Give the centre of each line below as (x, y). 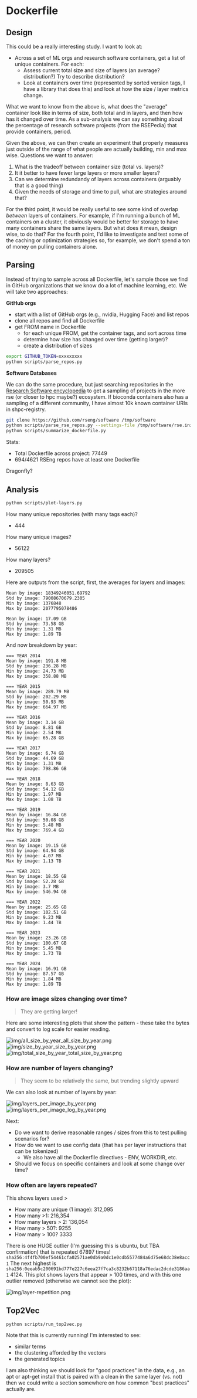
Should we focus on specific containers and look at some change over (100, 1164)
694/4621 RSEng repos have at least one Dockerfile (77, 460)
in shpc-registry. (26, 409)
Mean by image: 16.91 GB (36, 969)
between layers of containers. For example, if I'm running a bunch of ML (93, 216)
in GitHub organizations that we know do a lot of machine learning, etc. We (96, 285)
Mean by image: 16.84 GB (36, 815)
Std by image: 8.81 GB (34, 727)
